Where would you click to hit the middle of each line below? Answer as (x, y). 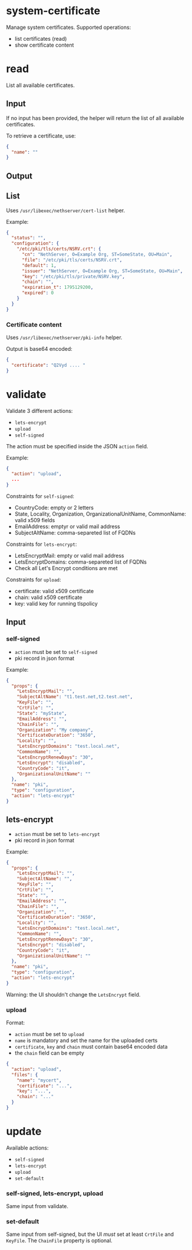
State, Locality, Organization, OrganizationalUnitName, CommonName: (100, 514)
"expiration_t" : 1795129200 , (57, 288)
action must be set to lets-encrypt (57, 834)
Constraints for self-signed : (40, 496)
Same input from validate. (37, 1206)
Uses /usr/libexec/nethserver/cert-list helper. (66, 210)
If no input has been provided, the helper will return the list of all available (95, 118)
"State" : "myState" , (42, 713)
